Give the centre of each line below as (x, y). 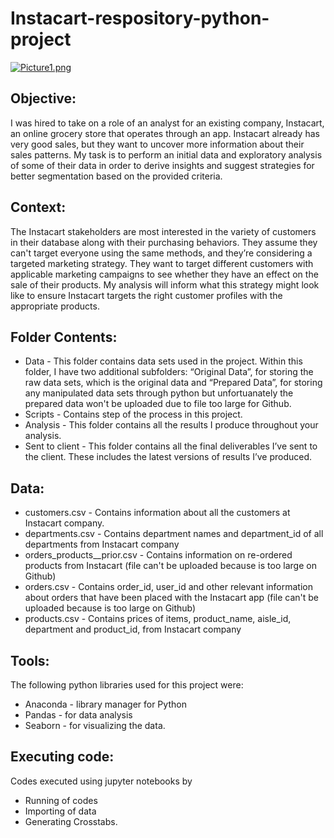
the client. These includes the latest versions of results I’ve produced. (168, 457)
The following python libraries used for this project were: (127, 685)
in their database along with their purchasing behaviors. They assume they (164, 242)
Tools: (30, 660)
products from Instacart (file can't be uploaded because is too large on (170, 566)
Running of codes (61, 800)
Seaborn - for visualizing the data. (95, 725)
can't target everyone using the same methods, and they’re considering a (161, 253)
